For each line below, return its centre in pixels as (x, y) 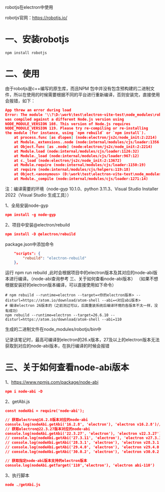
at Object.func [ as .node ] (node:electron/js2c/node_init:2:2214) (83, 147)
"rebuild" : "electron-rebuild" (55, 258)
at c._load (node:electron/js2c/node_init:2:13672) (68, 161)
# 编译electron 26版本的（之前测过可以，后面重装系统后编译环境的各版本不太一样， (80, 306)
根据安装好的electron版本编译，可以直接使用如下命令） (61, 285)
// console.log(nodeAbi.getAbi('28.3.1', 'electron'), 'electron (73, 443)
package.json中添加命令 (29, 244)
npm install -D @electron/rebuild (41, 234)
